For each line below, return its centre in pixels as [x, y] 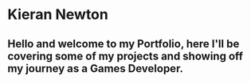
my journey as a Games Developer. [96, 68]
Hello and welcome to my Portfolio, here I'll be [124, 44]
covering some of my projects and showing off [125, 56]
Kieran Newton [58, 15]
